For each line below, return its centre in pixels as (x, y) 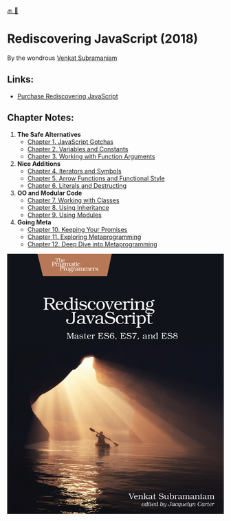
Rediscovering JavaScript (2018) (102, 39)
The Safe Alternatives (49, 134)
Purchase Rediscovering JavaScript (67, 96)
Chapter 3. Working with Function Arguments (91, 156)
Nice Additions (38, 163)
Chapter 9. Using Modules (64, 215)
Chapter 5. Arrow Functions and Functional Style (96, 178)
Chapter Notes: (41, 118)
